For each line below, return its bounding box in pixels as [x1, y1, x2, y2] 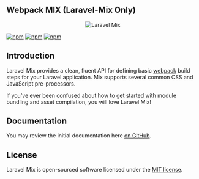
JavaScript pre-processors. [6, 79, 76, 87]
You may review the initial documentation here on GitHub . [6, 132, 152, 139]
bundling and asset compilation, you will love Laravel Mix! [6, 98, 152, 106]
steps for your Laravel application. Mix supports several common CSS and [6, 73, 193, 81]
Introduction [6, 51, 55, 61]
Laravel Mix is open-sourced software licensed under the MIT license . [6, 166, 183, 174]
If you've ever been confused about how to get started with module [6, 92, 176, 99]
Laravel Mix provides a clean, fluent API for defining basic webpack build [6, 67, 190, 74]
